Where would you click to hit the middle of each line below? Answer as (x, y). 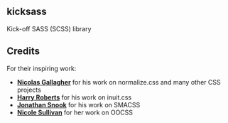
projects (29, 90)
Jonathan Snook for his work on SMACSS (78, 105)
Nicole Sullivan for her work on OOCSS (75, 112)
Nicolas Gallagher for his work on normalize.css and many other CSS (119, 82)
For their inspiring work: (42, 68)
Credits (23, 52)
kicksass (27, 12)
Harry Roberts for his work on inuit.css (74, 97)
